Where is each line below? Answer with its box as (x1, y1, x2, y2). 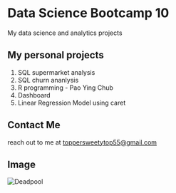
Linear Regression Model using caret (17, 98, 126, 107)
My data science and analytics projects (7, 28, 123, 37)
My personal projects (7, 49, 105, 61)
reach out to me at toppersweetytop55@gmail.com (7, 137, 157, 147)
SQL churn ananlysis (17, 75, 79, 84)
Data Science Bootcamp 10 (7, 5, 170, 21)
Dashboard (17, 90, 51, 99)
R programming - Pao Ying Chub (17, 83, 114, 92)
